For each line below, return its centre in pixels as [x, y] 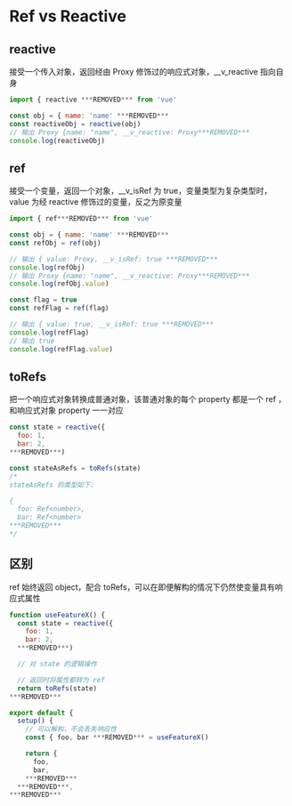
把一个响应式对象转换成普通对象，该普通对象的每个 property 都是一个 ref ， [148, 399]
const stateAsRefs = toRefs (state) [75, 468]
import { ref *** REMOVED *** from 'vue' [81, 219]
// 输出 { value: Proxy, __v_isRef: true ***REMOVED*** [114, 259]
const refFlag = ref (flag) [59, 309]
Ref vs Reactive [68, 16]
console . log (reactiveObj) [57, 141]
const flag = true [43, 300]
